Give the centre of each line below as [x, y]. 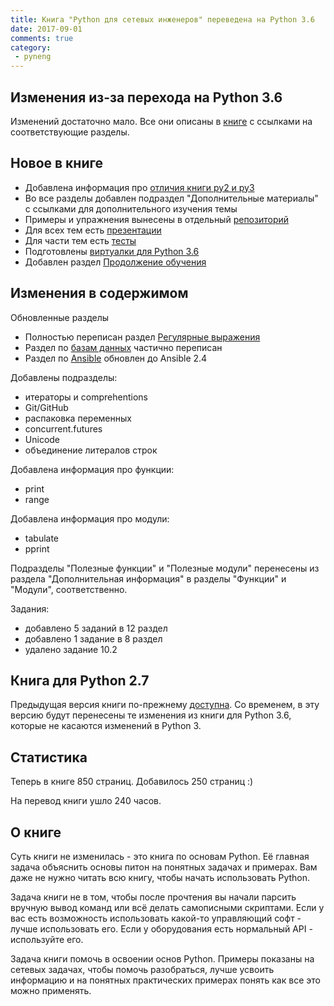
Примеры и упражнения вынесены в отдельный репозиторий [157, 219]
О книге [36, 832]
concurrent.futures [63, 428]
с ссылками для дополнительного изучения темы [131, 208]
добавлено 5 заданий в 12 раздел [96, 628]
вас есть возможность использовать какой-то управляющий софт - [156, 918]
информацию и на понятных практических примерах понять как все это [165, 980]
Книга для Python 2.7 [80, 680]
